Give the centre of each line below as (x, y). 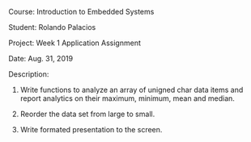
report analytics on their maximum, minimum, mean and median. (127, 98)
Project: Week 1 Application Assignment (75, 43)
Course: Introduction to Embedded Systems (81, 12)
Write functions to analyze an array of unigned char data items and (132, 90)
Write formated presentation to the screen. (91, 129)
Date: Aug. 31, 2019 (41, 58)
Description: (29, 74)
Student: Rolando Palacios (52, 27)
